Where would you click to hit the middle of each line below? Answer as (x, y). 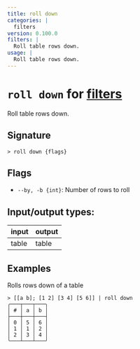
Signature (29, 136)
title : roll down (33, 14)
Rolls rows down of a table (45, 285)
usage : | (20, 53)
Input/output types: (51, 212)
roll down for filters (65, 94)
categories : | (28, 20)
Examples (29, 268)
